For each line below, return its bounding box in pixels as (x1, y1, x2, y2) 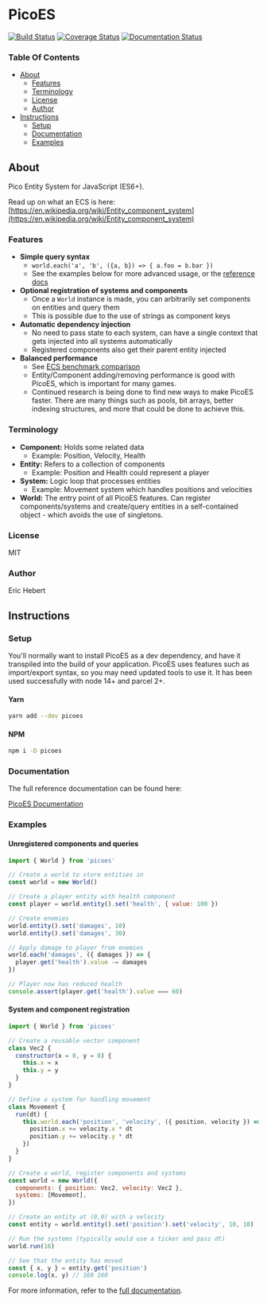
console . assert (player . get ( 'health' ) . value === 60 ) (8, 987, 183, 996)
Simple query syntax (19, 252, 90, 262)
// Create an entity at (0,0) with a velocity (8, 1213, 165, 1221)
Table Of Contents (8, 52, 80, 63)
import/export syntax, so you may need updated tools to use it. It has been (8, 667, 253, 677)
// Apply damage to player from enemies (8, 943, 145, 952)
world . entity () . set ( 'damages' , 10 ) (8, 922, 126, 930)
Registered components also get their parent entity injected (31, 345, 226, 355)
